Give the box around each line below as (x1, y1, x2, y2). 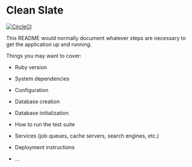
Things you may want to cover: (6, 52, 82, 59)
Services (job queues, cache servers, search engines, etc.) (14, 132, 159, 139)
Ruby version (14, 63, 47, 71)
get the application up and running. (6, 41, 92, 48)
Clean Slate (6, 4, 64, 17)
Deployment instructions (14, 143, 75, 150)
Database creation (14, 98, 60, 105)
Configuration (14, 86, 49, 93)
